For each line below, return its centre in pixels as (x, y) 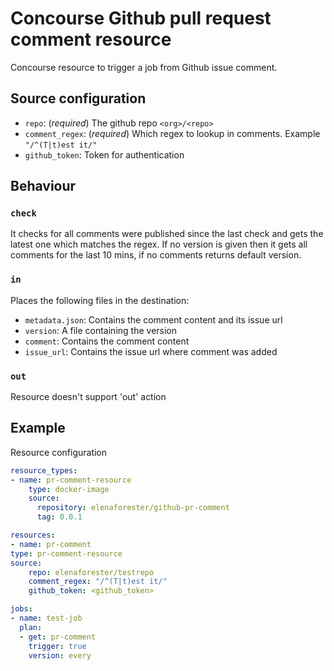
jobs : (21, 609)
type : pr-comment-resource (66, 553)
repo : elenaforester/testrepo (91, 572)
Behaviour (43, 186)
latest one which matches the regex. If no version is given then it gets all (159, 244)
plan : (31, 627)
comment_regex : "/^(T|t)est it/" (98, 582)
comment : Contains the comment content (107, 341)
